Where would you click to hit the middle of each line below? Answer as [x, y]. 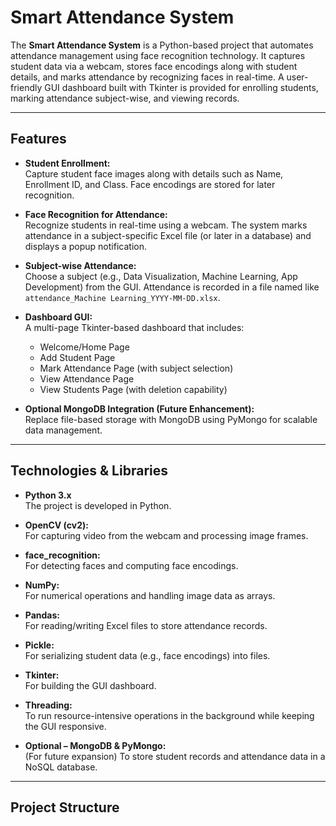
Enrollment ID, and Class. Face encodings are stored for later [150, 184]
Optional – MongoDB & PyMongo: [95, 745]
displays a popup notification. [85, 246]
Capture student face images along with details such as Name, [154, 173]
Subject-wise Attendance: [80, 265]
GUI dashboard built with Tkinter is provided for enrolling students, [181, 87]
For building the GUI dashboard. [90, 685]
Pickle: [39, 645]
